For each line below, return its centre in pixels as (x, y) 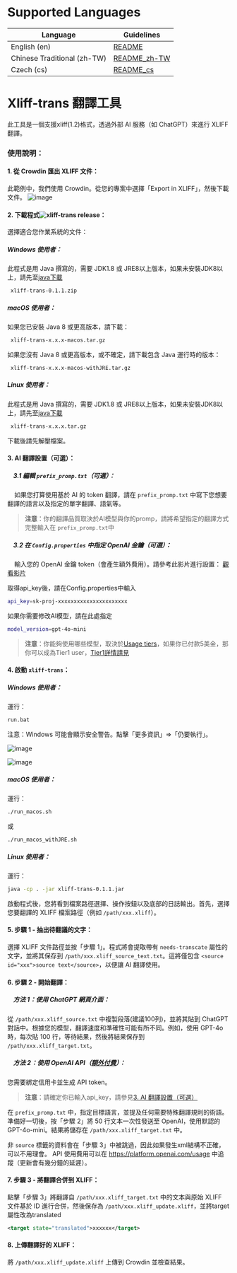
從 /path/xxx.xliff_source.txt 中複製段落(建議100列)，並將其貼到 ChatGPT (118, 1018)
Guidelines (142, 35)
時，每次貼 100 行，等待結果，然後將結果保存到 (76, 1036)
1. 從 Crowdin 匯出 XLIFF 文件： (53, 171)
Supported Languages (74, 12)
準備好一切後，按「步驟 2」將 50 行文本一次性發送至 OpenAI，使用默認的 (114, 1121)
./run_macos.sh (30, 812)
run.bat (19, 720)
